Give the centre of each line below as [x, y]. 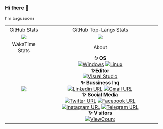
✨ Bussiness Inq [100, 83]
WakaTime [24, 44]
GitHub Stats [24, 30]
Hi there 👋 [17, 8]
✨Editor [100, 71]
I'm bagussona [20, 18]
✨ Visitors [100, 113]
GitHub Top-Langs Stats [100, 30]
